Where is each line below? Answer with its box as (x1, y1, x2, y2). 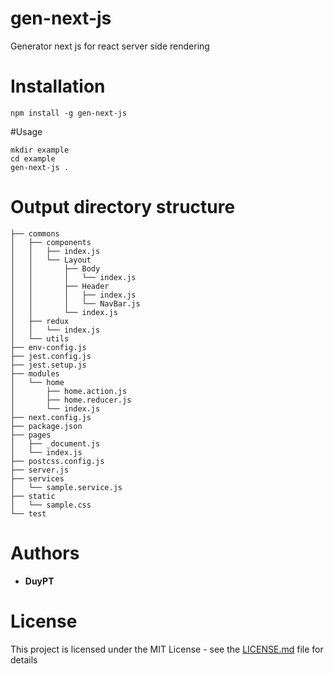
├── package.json (10, 421, 83, 431)
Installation (10, 75, 106, 98)
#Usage (10, 125, 43, 137)
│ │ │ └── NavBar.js (10, 298, 141, 309)
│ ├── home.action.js (10, 386, 128, 396)
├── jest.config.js (10, 351, 92, 361)
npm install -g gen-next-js (10, 108, 128, 118)
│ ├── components (10, 237, 92, 247)
